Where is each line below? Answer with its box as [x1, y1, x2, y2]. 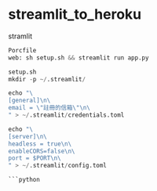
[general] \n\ [8, 96, 51, 105]
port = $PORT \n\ [8, 154, 61, 162]
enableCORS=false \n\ [8, 147, 76, 155]
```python [8, 176, 41, 184]
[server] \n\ [8, 132, 47, 140]
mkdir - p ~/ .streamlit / [8, 75, 86, 83]
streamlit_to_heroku [8, 5, 142, 23]
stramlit [8, 31, 33, 41]
